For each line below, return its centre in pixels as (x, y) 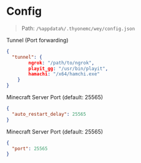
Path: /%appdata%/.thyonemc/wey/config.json (78, 28)
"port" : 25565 (30, 148)
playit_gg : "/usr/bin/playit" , (68, 69)
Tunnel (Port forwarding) (37, 40)
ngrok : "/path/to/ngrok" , (62, 63)
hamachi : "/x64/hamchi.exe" (64, 74)
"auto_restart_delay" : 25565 (49, 114)
